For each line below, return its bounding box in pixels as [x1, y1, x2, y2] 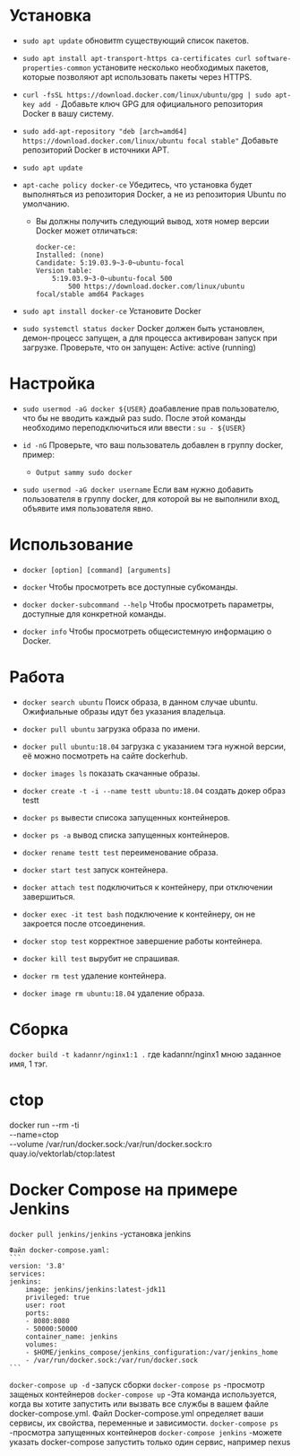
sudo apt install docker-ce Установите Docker [21, 305, 201, 316]
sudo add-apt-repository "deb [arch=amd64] [21, 127, 188, 136]
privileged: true [25, 1293, 90, 1302]
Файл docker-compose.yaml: [9, 1245, 110, 1255]
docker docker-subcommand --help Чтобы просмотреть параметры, [21, 599, 275, 610]
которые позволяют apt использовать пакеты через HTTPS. [21, 71, 253, 82]
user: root [25, 1301, 66, 1310]
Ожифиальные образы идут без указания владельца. [21, 706, 227, 716]
